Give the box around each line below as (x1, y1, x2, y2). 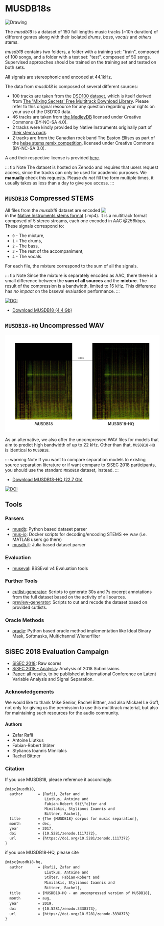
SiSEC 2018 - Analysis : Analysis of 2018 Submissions (12, 665, 120, 671)
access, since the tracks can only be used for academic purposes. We (5, 169, 147, 175)
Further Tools (5, 577, 38, 584)
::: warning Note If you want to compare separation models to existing (5, 456, 146, 462)
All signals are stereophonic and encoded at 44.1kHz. (5, 74, 113, 80)
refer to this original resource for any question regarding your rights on (12, 103, 155, 109)
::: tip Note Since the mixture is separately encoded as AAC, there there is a (5, 272, 158, 278)
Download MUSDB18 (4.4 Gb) (12, 307, 72, 313)
